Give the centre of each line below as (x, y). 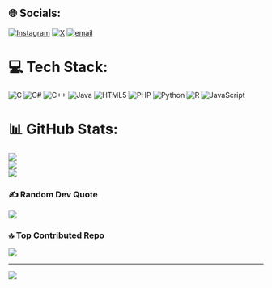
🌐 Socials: (35, 13)
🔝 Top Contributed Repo (57, 235)
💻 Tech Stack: (58, 67)
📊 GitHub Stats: (64, 129)
